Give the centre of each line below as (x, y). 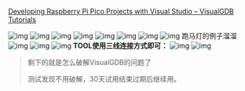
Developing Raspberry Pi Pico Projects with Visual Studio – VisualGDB (121, 11)
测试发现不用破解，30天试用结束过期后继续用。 (104, 79)
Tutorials (22, 20)
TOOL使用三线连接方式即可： (121, 45)
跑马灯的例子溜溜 (209, 36)
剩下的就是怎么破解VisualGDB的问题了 (89, 62)
